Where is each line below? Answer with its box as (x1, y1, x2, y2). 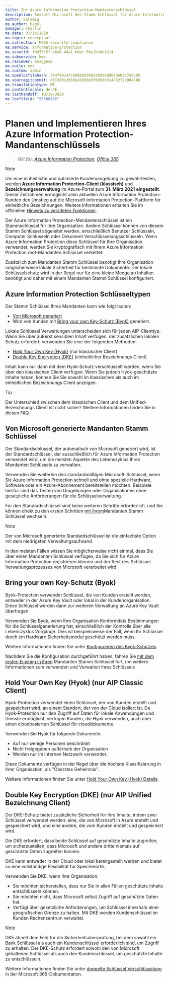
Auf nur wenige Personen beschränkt (12, 740, 91, 746)
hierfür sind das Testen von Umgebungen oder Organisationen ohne (5, 487, 147, 493)
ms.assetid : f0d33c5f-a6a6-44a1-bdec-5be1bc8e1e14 (5, 49, 114, 54)
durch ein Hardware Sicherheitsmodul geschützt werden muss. (5, 634, 136, 640)
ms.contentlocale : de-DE (5, 87, 57, 92)
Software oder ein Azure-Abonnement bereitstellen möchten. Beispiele (5, 482, 152, 488)
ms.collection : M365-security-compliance (5, 40, 94, 45)
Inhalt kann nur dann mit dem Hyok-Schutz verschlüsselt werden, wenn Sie (5, 363, 161, 369)
